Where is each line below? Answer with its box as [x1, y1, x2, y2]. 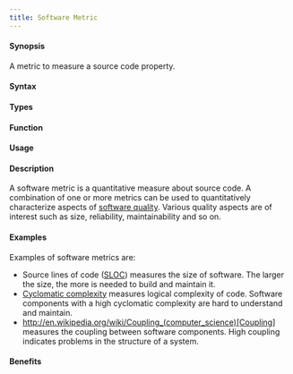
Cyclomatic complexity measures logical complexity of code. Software [22, 288, 283, 299]
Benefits [9, 356, 42, 367]
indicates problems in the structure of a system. [22, 336, 200, 346]
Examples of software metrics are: [9, 251, 136, 262]
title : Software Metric [9, 13, 99, 22]
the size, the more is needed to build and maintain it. [22, 278, 216, 289]
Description [9, 163, 55, 174]
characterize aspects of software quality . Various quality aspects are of [9, 202, 272, 213]
